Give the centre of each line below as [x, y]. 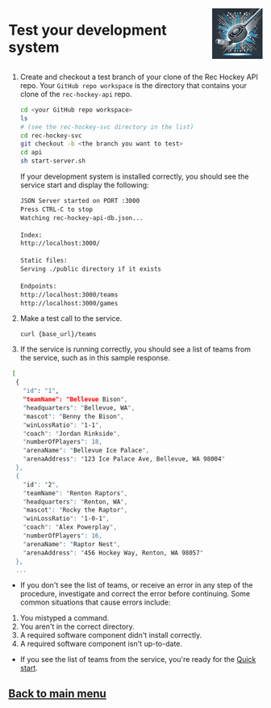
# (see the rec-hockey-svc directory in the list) [107, 127]
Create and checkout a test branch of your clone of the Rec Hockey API [139, 77]
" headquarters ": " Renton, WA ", [75, 502]
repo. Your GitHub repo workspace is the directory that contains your [133, 85]
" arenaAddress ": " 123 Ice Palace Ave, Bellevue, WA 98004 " [124, 459]
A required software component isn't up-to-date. [101, 644]
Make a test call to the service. [71, 318]
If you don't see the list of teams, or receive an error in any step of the [136, 585]
